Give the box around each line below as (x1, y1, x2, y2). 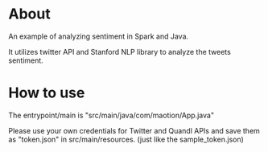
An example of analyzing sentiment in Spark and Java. (8, 31, 189, 41)
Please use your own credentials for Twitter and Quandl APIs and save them (8, 125, 260, 135)
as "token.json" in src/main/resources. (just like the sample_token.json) (8, 134, 244, 144)
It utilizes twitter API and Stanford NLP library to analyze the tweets (8, 47, 231, 56)
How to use (8, 84, 85, 102)
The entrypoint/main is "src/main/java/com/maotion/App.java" (8, 110, 215, 120)
